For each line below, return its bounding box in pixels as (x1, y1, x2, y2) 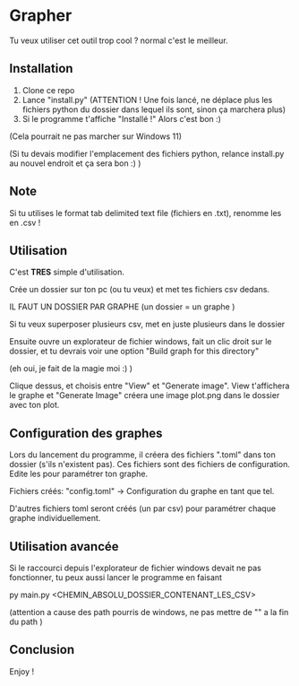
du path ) (9, 616, 43, 627)
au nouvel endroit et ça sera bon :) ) (9, 158, 141, 169)
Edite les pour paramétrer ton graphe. (9, 468, 149, 480)
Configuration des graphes (9, 425, 163, 440)
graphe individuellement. (9, 513, 101, 524)
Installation (9, 61, 73, 76)
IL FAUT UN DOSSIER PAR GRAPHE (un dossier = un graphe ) (9, 301, 235, 312)
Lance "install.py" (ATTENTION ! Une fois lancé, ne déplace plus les (21, 94, 273, 105)
